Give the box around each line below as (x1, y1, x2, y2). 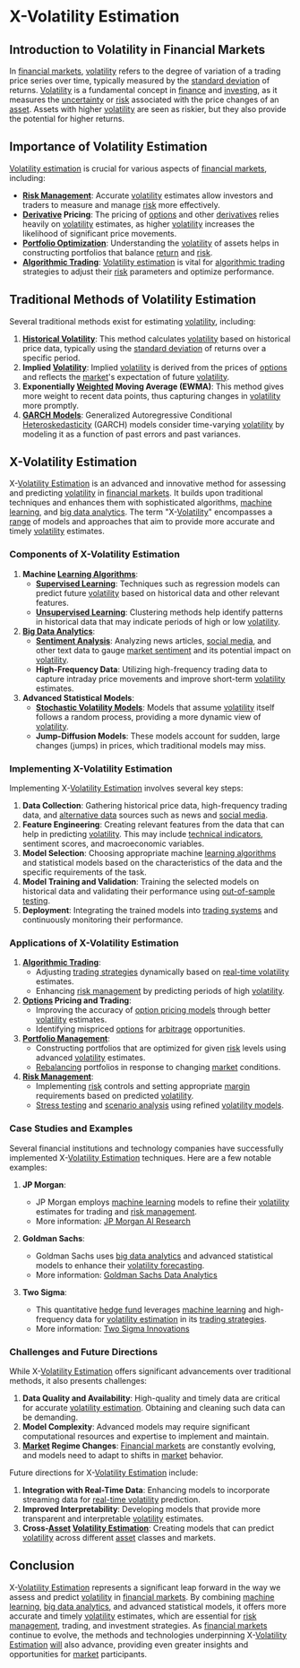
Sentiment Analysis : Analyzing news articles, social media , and (35, 635, 271, 646)
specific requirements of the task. (21, 867, 148, 877)
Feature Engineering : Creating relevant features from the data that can (21, 819, 285, 830)
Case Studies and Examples (9, 1122, 133, 1135)
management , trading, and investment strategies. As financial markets (9, 1620, 268, 1630)
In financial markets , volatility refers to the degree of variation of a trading (9, 65, 281, 76)
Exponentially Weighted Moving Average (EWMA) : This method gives (21, 381, 285, 392)
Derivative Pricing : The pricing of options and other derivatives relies (21, 209, 279, 220)
